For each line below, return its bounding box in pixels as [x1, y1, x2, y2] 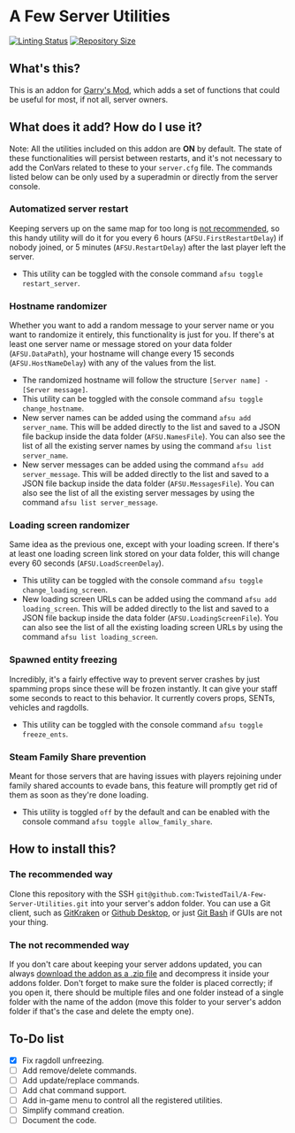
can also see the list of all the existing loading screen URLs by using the [21, 622, 284, 633]
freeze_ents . [21, 728, 69, 739]
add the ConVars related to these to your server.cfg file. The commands [9, 162, 273, 173]
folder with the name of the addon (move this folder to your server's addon [9, 997, 282, 1007]
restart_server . [21, 277, 81, 289]
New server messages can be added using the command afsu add [21, 459, 265, 470]
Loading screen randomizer [9, 520, 130, 532]
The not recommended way [9, 938, 130, 951]
